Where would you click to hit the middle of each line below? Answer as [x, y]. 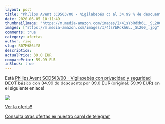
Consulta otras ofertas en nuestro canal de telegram [58, 116]
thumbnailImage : [22, 23]
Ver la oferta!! [19, 107]
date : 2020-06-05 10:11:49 [33, 19]
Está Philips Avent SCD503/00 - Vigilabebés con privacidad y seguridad [78, 78]
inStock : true [20, 64]
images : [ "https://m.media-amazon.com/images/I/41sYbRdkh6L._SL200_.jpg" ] [83, 28]
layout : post [18, 10]
